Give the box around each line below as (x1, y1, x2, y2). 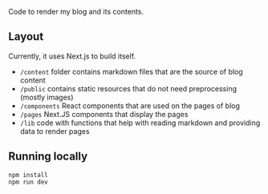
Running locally (8, 150, 88, 164)
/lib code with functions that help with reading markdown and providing (19, 118, 261, 127)
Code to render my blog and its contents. (8, 7, 144, 16)
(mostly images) (19, 92, 74, 102)
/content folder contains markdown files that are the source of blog (19, 67, 243, 76)
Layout (8, 30, 44, 43)
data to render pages (19, 126, 90, 135)
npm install (8, 171, 48, 179)
